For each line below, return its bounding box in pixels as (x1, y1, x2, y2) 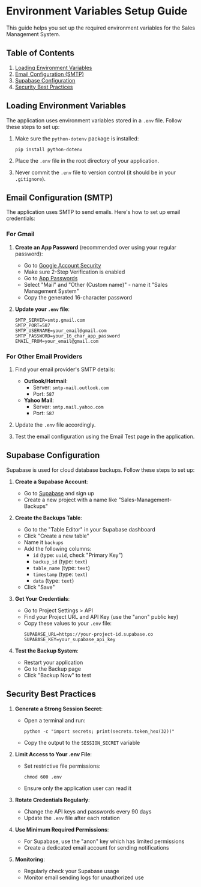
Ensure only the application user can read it (23, 785, 132, 792)
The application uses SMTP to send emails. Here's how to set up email (6, 208, 181, 216)
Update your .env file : (14, 306, 70, 313)
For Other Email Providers (6, 352, 83, 360)
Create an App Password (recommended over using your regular (14, 243, 177, 251)
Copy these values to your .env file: (23, 619, 112, 627)
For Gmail (6, 230, 35, 239)
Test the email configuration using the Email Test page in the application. (14, 433, 195, 440)
